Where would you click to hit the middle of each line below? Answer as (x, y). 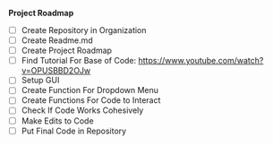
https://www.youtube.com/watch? (201, 61)
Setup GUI (40, 81)
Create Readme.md (57, 40)
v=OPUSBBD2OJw (56, 71)
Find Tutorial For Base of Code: (79, 61)
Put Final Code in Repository (74, 131)
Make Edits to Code (58, 121)
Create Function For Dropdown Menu (90, 90)
